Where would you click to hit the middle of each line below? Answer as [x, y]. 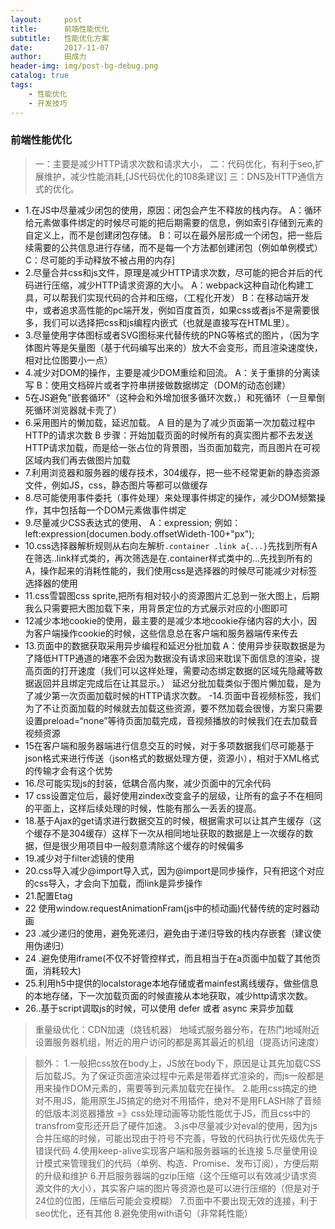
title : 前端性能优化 [60, 29]
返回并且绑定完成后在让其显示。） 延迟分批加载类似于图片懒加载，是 [173, 683]
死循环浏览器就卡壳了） [73, 410]
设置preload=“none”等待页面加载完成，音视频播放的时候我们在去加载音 [171, 720]
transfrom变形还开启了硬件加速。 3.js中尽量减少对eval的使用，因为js [176, 1125]
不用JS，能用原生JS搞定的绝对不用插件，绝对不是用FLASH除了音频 [182, 1100]
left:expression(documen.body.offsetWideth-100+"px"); [139, 533]
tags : [21, 85]
